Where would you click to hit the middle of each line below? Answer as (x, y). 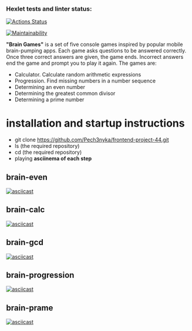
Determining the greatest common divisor (65, 94)
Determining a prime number (49, 100)
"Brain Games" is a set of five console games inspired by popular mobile (95, 44)
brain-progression (40, 275)
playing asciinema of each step (53, 158)
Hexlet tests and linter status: (49, 9)
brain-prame (30, 308)
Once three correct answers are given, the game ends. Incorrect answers (95, 57)
